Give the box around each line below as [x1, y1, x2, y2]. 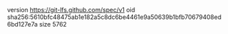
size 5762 [39, 20, 68, 28]
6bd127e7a [7, 20, 38, 28]
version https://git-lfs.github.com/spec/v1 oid [7, 6, 136, 14]
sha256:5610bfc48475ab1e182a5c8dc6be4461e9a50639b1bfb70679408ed [7, 13, 222, 21]
